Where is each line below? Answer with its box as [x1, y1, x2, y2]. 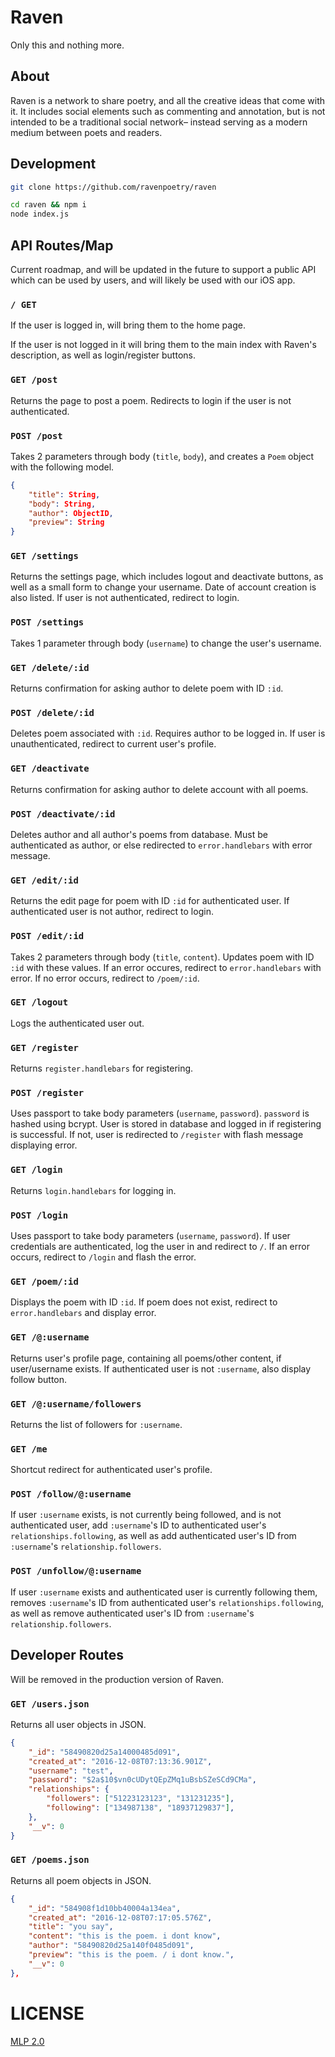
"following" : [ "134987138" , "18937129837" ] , [46, 1803, 235, 1813]
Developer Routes [10, 1647, 125, 1664]
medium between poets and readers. [10, 126, 163, 138]
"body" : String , [28, 499, 97, 509]
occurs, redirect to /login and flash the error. [10, 1251, 197, 1263]
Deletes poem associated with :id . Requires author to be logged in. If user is [10, 727, 326, 740]
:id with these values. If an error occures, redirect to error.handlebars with [10, 961, 322, 973]
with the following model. [10, 461, 115, 473]
